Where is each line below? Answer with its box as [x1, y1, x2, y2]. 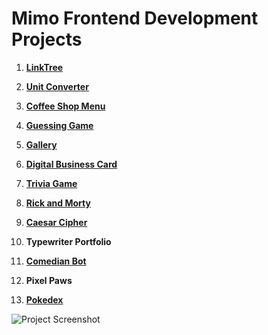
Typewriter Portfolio [25, 235, 112, 247]
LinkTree [25, 61, 64, 73]
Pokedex [25, 293, 64, 306]
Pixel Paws [25, 274, 73, 286]
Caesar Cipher [25, 216, 88, 228]
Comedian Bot [25, 255, 87, 267]
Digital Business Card [25, 158, 118, 170]
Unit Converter [25, 80, 89, 92]
